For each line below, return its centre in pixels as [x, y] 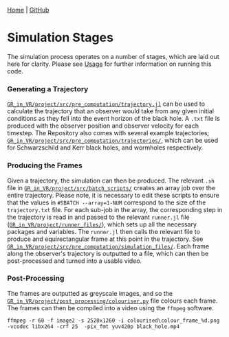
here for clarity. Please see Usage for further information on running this [109, 64]
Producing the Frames [45, 165]
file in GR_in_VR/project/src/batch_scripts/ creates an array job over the [111, 187]
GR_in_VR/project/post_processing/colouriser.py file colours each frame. [112, 301]
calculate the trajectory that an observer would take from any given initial [111, 111]
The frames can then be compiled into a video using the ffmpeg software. [111, 307]
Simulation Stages [60, 38]
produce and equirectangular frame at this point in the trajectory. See [105, 239]
